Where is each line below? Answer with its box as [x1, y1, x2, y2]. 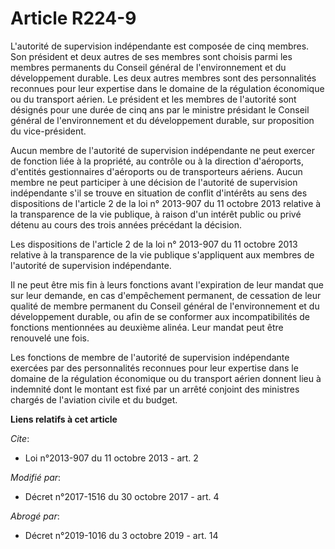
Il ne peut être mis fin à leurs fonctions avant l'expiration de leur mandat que [10, 278, 324, 291]
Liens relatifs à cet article [10, 413, 118, 425]
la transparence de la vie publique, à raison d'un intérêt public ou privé [10, 208, 302, 220]
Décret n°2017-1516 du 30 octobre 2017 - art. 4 [24, 490, 220, 502]
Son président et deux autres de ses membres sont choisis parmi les [10, 50, 293, 62]
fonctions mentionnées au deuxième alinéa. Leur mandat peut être [10, 321, 284, 333]
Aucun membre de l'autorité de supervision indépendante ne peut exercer [10, 144, 315, 156]
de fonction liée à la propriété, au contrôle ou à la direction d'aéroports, [10, 155, 304, 167]
